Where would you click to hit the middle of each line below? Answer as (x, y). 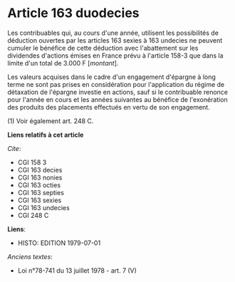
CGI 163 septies (41, 192)
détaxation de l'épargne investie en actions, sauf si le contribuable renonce (117, 92)
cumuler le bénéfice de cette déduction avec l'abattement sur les (103, 48)
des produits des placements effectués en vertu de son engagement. (109, 107)
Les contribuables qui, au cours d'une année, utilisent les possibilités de (113, 33)
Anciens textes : (30, 256)
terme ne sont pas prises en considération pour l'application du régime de (116, 84)
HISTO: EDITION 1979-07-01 (59, 243)
